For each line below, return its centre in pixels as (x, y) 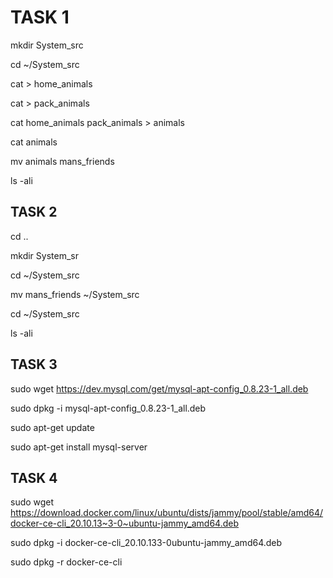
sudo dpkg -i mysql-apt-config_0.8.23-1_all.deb (108, 408)
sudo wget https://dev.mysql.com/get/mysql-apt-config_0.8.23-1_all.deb (159, 388)
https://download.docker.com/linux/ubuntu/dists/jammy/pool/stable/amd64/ (167, 513)
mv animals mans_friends (62, 161)
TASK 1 (40, 17)
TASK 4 (34, 477)
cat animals (34, 142)
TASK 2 (34, 212)
